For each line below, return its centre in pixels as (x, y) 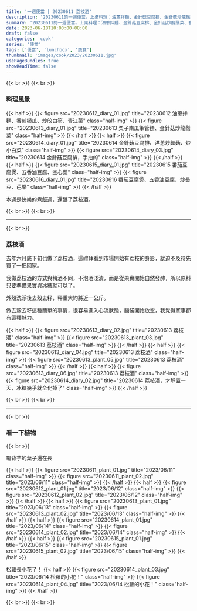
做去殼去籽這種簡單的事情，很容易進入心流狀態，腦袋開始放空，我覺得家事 (96, 310)
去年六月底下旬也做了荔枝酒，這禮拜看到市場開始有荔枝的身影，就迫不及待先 (98, 258)
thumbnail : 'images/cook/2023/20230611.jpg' (61, 55)
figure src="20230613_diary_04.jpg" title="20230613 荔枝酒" (80, 352)
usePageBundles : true (33, 61)
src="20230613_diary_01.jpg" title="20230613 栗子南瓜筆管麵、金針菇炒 (93, 128)
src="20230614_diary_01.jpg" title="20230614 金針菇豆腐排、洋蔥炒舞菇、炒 (98, 142)
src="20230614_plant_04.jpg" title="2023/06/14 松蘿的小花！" (81, 584)
